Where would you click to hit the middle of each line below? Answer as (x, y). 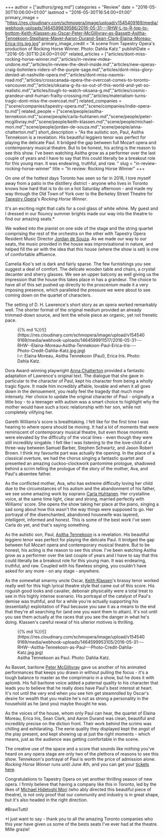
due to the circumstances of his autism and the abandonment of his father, (80, 488)
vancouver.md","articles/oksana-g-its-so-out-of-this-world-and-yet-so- (78, 85)
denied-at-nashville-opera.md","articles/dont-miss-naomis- (65, 75)
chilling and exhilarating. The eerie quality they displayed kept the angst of (80, 729)
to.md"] (13, 111)
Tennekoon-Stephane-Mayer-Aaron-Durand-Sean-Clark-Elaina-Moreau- (78, 38)
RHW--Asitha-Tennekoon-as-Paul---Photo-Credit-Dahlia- (75, 647)
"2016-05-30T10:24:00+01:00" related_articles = (54, 54)
